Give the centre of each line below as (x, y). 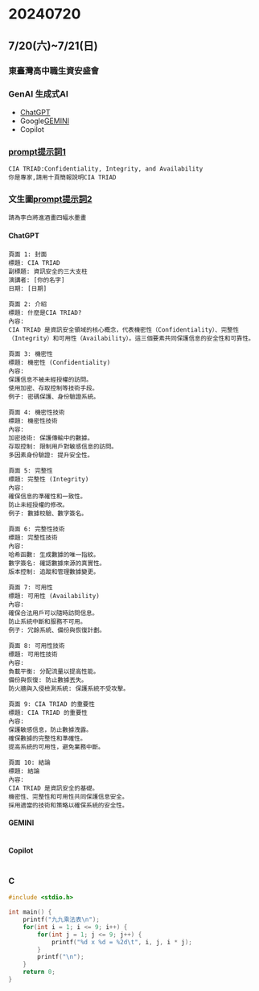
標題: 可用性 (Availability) (54, 596)
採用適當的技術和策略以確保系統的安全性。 (68, 805)
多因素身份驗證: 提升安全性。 (51, 455)
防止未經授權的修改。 (38, 505)
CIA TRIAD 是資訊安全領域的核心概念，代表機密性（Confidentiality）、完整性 (124, 330)
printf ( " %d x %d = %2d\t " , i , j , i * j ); (122, 942)
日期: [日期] (28, 288)
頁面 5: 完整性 (31, 471)
